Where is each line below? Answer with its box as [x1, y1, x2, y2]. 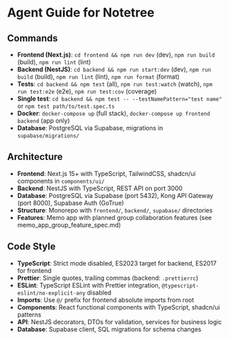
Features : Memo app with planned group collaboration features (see [17, 213, 212, 221]
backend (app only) [17, 117, 70, 125]
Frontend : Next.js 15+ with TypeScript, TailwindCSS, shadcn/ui [17, 169, 196, 177]
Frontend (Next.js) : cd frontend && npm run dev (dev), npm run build [17, 50, 215, 59]
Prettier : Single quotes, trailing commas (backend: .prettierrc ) [17, 274, 199, 282]
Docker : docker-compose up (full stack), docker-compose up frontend [17, 109, 210, 117]
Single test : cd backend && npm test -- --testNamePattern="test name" [17, 94, 222, 103]
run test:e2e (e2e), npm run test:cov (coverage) [17, 88, 157, 95]
